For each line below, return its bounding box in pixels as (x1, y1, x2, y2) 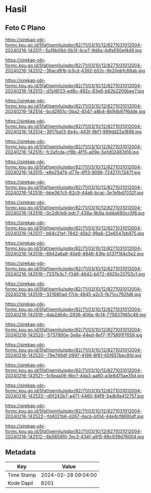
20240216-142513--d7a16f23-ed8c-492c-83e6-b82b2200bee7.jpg (5, 88, 144, 94)
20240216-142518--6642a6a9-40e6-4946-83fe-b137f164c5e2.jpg (5, 251, 144, 256)
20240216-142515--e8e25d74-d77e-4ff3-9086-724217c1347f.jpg (5, 169, 141, 175)
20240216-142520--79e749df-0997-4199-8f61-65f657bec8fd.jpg (5, 352, 141, 358)
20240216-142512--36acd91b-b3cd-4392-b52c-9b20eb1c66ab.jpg (5, 68, 145, 74)
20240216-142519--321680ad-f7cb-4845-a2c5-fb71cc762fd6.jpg (5, 291, 141, 297)
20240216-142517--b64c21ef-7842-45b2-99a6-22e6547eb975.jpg (5, 230, 144, 236)
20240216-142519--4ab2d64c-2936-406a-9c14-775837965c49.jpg (5, 312, 146, 317)
